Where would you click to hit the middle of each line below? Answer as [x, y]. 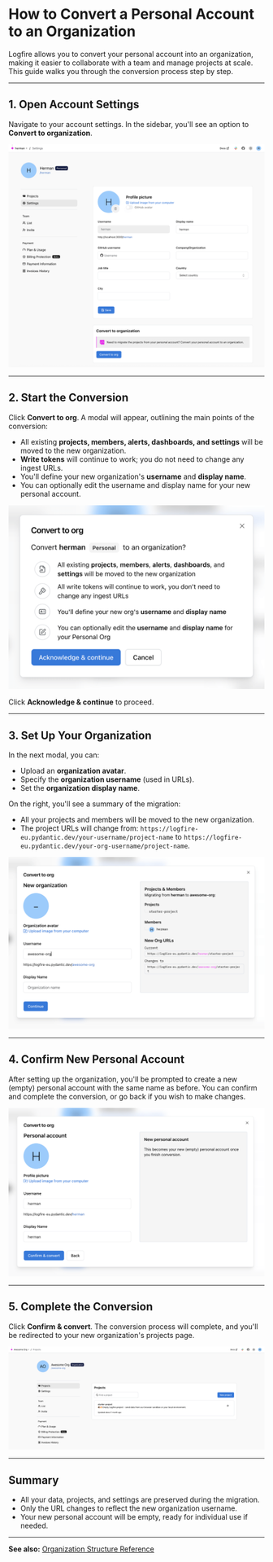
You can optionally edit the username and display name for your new [135, 485]
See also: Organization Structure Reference [81, 1549]
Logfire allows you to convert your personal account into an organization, [131, 54]
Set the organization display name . [80, 788]
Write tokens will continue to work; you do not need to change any [132, 459]
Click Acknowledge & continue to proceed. [81, 702]
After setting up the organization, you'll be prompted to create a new [123, 1079]
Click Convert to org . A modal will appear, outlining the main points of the [131, 417]
